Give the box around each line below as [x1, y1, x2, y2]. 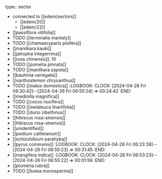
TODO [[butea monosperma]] [12, 168, 74, 174]
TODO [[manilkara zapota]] [12, 67, 69, 73]
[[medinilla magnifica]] [12, 93, 59, 99]
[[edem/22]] [20, 24, 46, 30]
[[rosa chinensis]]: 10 [12, 56, 56, 62]
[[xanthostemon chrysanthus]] [12, 77, 76, 83]
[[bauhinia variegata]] [12, 72, 58, 78]
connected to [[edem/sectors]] [12, 14, 77, 19]
